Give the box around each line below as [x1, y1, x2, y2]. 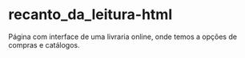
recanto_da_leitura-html [8, 6, 173, 24]
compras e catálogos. [8, 40, 80, 49]
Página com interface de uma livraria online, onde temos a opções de [8, 32, 238, 41]
